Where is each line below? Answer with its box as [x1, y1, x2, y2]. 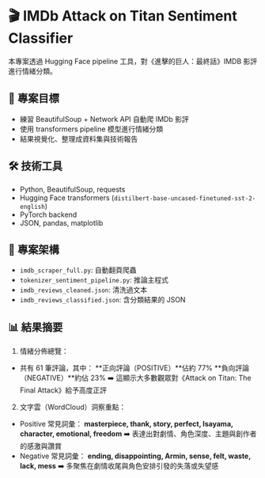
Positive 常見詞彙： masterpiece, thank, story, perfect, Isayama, [19, 419, 233, 429]
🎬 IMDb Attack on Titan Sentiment [8, 7, 237, 25]
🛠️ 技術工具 [8, 160, 63, 173]
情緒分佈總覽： [19, 347, 69, 356]
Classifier [8, 29, 74, 47]
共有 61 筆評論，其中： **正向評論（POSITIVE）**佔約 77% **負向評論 [19, 363, 250, 373]
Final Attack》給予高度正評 [19, 385, 108, 395]
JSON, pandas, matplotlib [19, 218, 104, 227]
